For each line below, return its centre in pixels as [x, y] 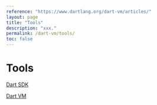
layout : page [22, 17]
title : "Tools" [25, 22]
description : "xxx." [32, 28]
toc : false [19, 39]
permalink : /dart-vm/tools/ [41, 34]
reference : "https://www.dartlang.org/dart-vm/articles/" [79, 12]
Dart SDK [17, 84]
